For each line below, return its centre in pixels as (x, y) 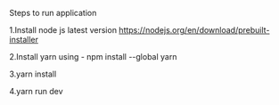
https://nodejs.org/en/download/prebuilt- (194, 30)
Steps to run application (53, 13)
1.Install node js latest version (63, 30)
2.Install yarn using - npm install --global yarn (93, 57)
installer (24, 40)
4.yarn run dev (37, 91)
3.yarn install (33, 74)
